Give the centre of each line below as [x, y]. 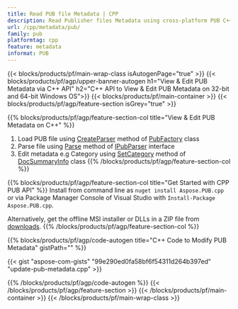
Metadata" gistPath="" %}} [47, 247]
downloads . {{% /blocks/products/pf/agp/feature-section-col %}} [103, 226]
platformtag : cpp [33, 40]
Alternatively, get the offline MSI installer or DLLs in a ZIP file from [103, 219]
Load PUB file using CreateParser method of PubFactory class [108, 138]
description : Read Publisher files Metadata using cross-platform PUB [114, 21]
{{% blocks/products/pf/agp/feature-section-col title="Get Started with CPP [118, 182]
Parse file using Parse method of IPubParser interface [96, 146]
